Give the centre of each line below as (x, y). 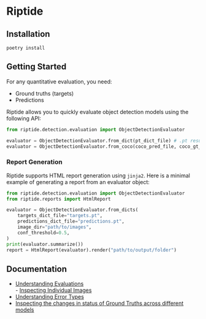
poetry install (26, 48)
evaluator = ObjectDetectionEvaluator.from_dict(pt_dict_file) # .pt (97, 140)
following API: (24, 118)
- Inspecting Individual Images (53, 290)
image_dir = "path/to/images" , (55, 227)
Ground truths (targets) (44, 93)
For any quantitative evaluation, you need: (59, 82)
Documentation (37, 269)
